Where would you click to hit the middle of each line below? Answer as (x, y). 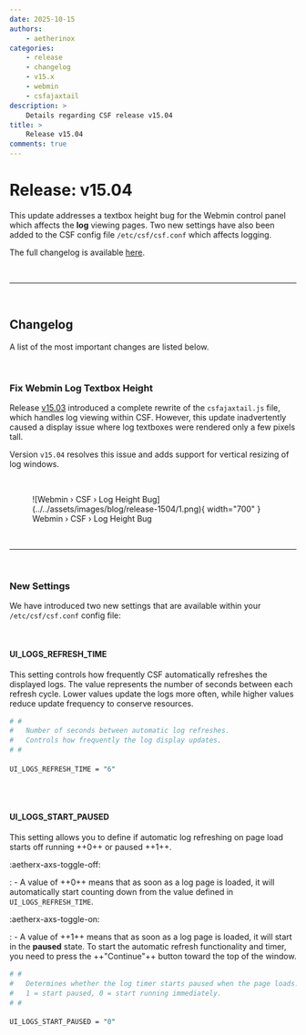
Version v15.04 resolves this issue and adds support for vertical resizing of (149, 454)
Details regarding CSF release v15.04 (99, 115)
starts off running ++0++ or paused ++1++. (91, 847)
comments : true (38, 144)
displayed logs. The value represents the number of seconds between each (151, 684)
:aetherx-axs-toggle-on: (55, 919)
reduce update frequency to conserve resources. (102, 703)
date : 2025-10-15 (42, 19)
